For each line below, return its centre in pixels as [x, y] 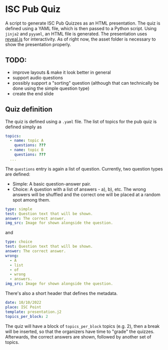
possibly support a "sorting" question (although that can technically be [86, 83]
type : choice [19, 242]
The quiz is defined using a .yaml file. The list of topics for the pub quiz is [81, 121]
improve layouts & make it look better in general [62, 72]
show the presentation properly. [38, 44]
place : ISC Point [23, 307]
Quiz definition [29, 110]
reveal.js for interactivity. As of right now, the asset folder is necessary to [81, 39]
